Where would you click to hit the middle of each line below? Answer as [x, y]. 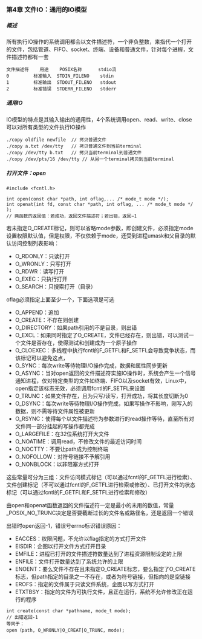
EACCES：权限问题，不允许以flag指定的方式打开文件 [81, 538]
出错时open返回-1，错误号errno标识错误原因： [64, 525]
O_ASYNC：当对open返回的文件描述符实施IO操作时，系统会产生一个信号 [106, 373]
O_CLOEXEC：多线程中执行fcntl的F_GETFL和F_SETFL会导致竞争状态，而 [105, 350]
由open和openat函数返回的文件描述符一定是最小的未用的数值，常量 [90, 505]
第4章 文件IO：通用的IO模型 [47, 9]
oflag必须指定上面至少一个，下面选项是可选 [60, 299]
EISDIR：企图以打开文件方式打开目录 [60, 546]
